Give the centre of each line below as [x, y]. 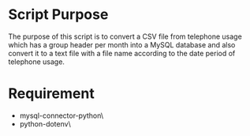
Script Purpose [58, 15]
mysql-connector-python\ [62, 115]
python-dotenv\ [45, 123]
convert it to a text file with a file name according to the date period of [122, 53]
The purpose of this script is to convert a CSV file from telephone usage [125, 36]
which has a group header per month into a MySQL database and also [122, 44]
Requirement [51, 94]
